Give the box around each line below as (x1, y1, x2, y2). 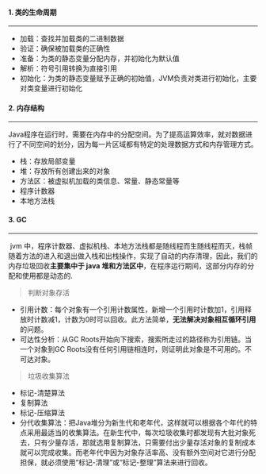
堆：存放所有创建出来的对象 (19, 167, 111, 176)
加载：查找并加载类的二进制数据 (19, 34, 124, 44)
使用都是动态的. (21, 271, 74, 280)
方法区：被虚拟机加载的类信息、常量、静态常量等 (19, 176, 180, 186)
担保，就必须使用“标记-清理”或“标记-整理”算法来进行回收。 (19, 457, 212, 467)
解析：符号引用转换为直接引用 (19, 64, 117, 73)
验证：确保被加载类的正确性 (19, 44, 111, 53)
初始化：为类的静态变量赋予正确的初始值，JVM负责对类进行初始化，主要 (19, 74, 257, 83)
